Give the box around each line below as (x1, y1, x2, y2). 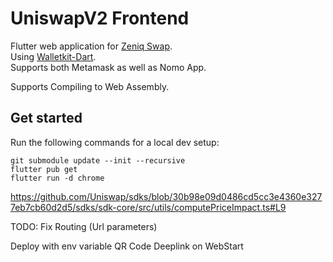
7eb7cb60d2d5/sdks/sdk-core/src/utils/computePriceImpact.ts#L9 (10, 201, 287, 213)
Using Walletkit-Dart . (10, 50, 97, 62)
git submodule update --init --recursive (10, 155, 186, 166)
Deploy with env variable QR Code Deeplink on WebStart (10, 240, 244, 252)
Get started (10, 110, 83, 127)
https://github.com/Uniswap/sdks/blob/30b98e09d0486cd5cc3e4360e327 (10, 190, 323, 202)
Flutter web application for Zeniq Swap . (10, 40, 173, 52)
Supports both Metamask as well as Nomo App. (10, 61, 207, 73)
